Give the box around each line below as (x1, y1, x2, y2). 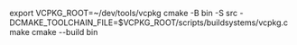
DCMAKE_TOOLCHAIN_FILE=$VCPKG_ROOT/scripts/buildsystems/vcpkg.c (9, 17, 289, 28)
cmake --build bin (31, 27, 98, 37)
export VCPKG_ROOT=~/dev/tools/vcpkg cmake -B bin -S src (9, 8, 237, 18)
